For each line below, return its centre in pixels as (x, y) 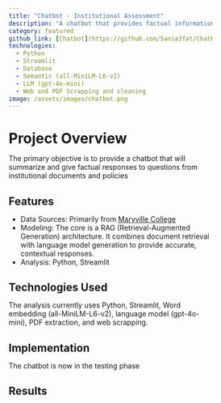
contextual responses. (57, 253)
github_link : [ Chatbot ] (48, 38)
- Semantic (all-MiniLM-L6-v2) (68, 76)
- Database (34, 69)
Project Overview (68, 139)
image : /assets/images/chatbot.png (68, 99)
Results (28, 391)
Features (31, 201)
